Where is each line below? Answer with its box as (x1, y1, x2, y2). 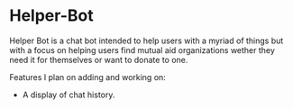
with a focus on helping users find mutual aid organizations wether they (9, 44, 275, 55)
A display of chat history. (22, 89, 115, 100)
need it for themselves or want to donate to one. (9, 54, 188, 65)
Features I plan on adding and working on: (9, 71, 167, 82)
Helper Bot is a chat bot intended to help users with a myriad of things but (9, 35, 284, 46)
